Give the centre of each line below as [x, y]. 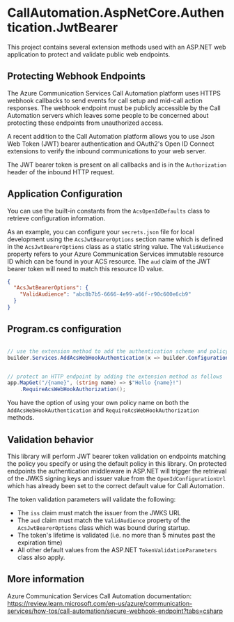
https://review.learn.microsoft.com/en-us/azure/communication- [100, 603]
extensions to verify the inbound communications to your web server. [107, 151]
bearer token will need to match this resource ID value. [86, 268]
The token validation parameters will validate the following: [92, 499]
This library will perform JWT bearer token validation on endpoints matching [117, 456]
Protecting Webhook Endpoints [77, 76]
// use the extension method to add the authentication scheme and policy [118, 351]
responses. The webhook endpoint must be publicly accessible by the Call [114, 108]
